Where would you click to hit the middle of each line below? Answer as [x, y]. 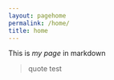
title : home [28, 30]
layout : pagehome [37, 16]
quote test [45, 69]
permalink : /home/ [39, 23]
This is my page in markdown [57, 54]
